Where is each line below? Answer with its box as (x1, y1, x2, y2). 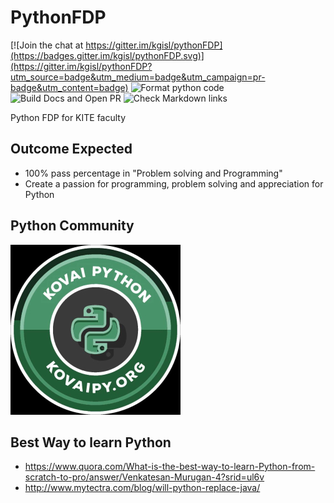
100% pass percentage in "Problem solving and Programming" (24, 167, 283, 179)
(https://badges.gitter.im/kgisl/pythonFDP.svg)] (10, 49, 205, 61)
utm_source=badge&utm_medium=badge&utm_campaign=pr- (10, 71, 266, 83)
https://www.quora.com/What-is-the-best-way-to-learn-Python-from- (24, 461, 316, 473)
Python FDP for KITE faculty (10, 111, 127, 123)
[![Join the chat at (10, 39, 84, 51)
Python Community (10, 217, 135, 235)
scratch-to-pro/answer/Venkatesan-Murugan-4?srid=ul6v (24, 471, 265, 483)
